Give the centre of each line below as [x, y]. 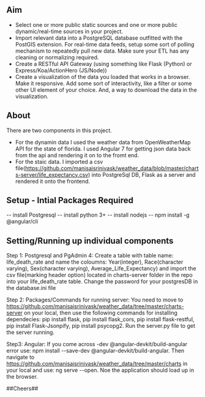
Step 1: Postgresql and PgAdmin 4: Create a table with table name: [90, 256]
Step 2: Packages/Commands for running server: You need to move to [95, 300]
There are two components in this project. [59, 130]
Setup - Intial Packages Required [70, 200]
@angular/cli [22, 221]
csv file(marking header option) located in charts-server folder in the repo [99, 275]
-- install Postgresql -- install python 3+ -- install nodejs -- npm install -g [98, 215]
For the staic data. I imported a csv [59, 161]
